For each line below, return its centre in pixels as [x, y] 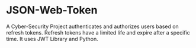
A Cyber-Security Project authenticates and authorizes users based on [92, 26]
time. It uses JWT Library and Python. [52, 39]
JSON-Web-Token [52, 10]
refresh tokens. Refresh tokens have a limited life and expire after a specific [98, 32]
